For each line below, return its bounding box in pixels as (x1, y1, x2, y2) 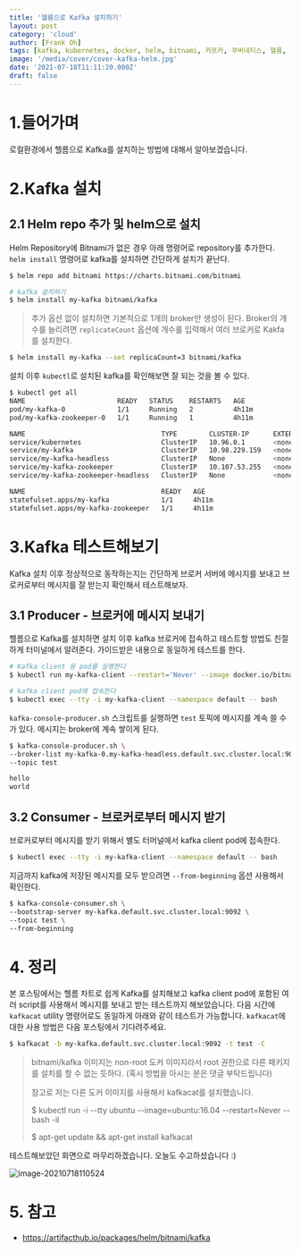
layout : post (9, 21, 58, 30)
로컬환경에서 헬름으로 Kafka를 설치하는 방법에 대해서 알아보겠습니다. (9, 144, 248, 155)
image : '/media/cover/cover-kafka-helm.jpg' (9, 55, 178, 63)
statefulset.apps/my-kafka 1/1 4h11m (9, 495, 214, 504)
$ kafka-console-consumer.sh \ (9, 899, 126, 908)
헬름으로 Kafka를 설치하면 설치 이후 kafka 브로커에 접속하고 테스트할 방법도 (9, 633, 272, 644)
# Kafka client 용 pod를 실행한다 (9, 663, 127, 672)
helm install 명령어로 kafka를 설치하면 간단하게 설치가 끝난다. (9, 253, 230, 264)
